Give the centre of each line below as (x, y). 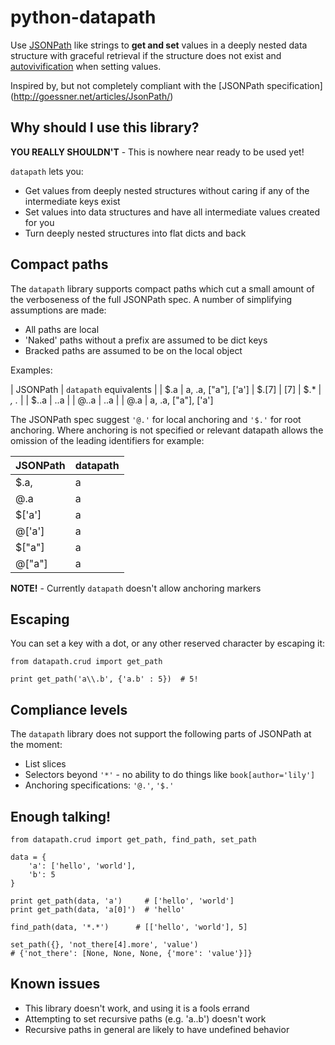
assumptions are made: (58, 310)
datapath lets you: (47, 171)
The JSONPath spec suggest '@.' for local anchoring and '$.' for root (156, 419)
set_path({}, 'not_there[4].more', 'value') (104, 945)
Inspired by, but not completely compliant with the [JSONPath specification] (166, 85)
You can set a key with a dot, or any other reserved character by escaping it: (168, 643)
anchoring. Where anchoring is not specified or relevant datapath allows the (167, 430)
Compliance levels (69, 709)
